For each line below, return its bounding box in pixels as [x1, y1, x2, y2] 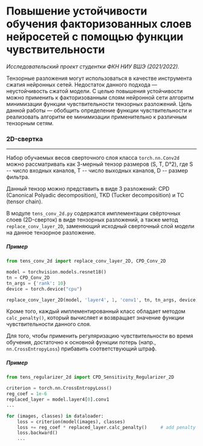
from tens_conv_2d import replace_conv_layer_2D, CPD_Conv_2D [6, 258, 166, 264]
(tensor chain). [6, 198, 43, 205]
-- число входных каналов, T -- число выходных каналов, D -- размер [6, 167, 188, 174]
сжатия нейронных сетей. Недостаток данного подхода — [6, 80, 158, 88]
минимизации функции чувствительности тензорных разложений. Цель [6, 100, 192, 107]
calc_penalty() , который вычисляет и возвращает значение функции [6, 314, 184, 321]
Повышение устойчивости [6, 4, 147, 18]
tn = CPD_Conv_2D [6, 274, 50, 281]
